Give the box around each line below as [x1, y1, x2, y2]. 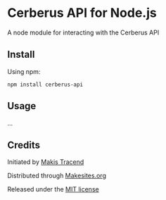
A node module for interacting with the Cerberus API [7, 28, 160, 37]
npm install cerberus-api [7, 81, 83, 88]
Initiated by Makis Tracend [7, 158, 84, 166]
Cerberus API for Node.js [7, 5, 157, 21]
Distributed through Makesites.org [7, 171, 107, 180]
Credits [7, 139, 41, 151]
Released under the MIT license [7, 185, 100, 194]
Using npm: [7, 67, 41, 75]
